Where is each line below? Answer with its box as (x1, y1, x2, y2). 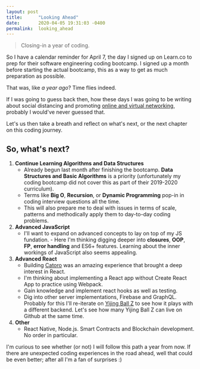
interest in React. (23, 268, 66, 276)
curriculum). (23, 185, 54, 192)
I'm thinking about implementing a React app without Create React (23, 274, 187, 282)
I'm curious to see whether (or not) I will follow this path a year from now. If (6, 343, 191, 350)
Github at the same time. (23, 313, 85, 320)
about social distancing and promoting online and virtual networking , (6, 102, 175, 110)
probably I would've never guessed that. (6, 108, 106, 116)
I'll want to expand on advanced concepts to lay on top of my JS (23, 230, 182, 237)
